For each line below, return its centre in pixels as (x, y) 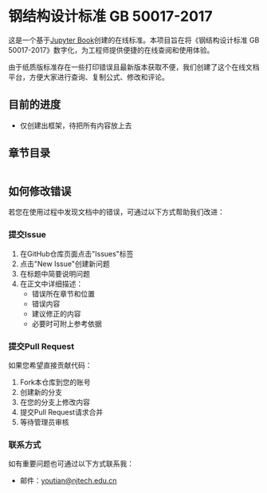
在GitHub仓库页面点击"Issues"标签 (77, 253)
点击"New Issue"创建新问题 (65, 264)
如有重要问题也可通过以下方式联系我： (71, 463)
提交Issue (27, 235)
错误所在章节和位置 (63, 293)
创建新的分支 (41, 392)
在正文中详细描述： (51, 284)
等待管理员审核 (44, 422)
